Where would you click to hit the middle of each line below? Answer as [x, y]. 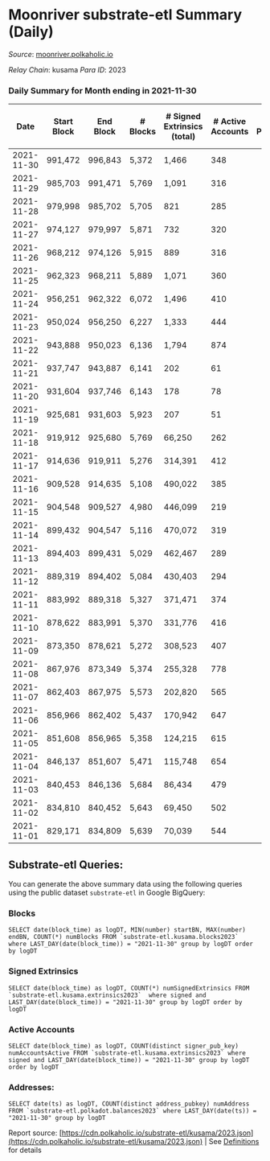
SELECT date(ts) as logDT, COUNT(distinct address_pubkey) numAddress [129, 1104]
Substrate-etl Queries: [66, 865]
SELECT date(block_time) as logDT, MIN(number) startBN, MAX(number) [127, 930]
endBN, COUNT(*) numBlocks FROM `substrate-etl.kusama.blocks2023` [124, 937]
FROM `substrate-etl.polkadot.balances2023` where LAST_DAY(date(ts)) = [133, 1111]
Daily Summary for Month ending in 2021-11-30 [102, 90]
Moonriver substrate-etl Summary [125, 15]
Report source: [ [35, 1133]
